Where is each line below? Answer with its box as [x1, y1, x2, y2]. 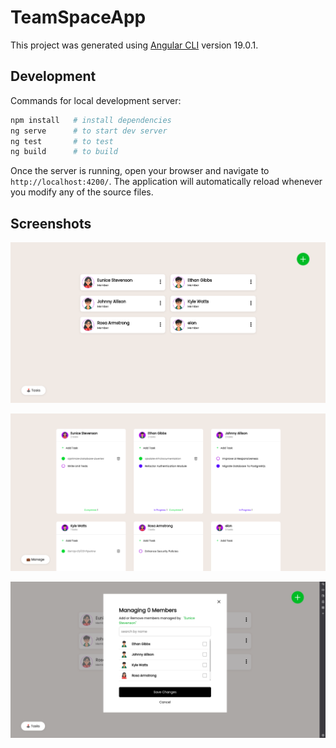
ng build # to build [10, 147, 118, 157]
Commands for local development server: [10, 94, 182, 106]
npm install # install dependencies [10, 115, 172, 125]
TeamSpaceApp [10, 6, 147, 29]
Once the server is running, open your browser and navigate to [10, 165, 270, 177]
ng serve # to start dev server [10, 126, 168, 136]
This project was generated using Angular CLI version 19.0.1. [10, 39, 259, 51]
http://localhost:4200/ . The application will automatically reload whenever [10, 176, 323, 188]
